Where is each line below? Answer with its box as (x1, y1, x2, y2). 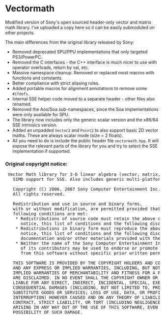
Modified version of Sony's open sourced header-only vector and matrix (5, 19, 151, 25)
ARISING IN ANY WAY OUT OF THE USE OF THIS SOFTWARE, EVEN (13, 305, 158, 310)
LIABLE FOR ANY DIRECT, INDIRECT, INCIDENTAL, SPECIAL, (13, 280, 151, 286)
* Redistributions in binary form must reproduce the (15, 226, 148, 231)
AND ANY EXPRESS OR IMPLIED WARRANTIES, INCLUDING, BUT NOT (13, 265, 161, 271)
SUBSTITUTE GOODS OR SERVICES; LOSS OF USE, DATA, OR (13, 290, 145, 295)
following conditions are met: (13, 211, 88, 217)
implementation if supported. (12, 148, 71, 154)
